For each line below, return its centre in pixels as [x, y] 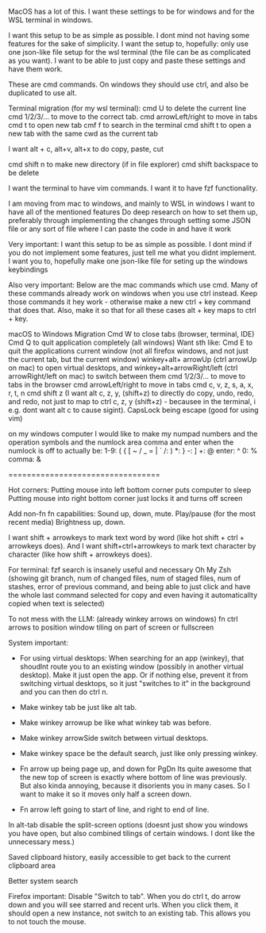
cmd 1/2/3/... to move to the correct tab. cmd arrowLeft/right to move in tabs [133, 117]
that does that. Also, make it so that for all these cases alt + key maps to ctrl [132, 310]
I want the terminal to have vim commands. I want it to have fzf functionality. [133, 188]
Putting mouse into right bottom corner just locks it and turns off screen [125, 498]
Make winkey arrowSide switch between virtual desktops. [114, 738]
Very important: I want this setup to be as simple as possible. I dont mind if [130, 244]
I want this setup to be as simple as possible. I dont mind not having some [129, 35]
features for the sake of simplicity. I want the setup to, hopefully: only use [128, 44]
